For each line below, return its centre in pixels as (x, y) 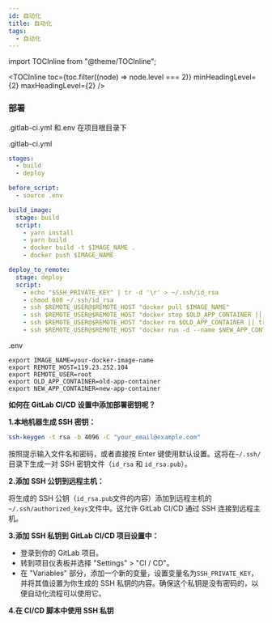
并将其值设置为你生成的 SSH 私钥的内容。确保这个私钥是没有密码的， (136, 583)
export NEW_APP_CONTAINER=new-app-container (85, 388)
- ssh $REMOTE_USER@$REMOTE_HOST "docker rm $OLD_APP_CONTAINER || (139, 323)
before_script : (34, 188)
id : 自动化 (25, 16)
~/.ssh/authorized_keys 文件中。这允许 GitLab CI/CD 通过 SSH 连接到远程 (131, 508)
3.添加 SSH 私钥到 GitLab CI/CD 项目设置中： (84, 536)
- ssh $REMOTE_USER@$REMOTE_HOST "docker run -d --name (119, 330)
